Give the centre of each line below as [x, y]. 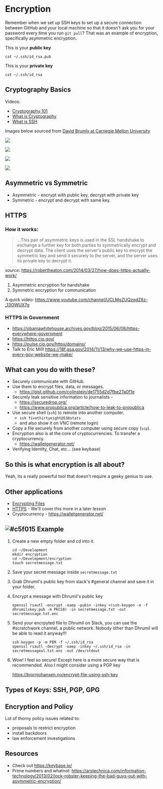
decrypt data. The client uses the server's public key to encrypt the [85, 250]
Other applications [34, 491]
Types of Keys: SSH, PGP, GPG [52, 690]
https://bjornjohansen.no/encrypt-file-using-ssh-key [65, 674]
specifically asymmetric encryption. [41, 38]
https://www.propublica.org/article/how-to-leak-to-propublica [82, 407]
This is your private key [29, 66]
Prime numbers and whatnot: [41, 770]
